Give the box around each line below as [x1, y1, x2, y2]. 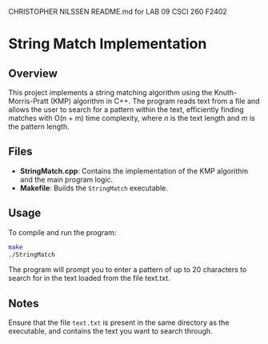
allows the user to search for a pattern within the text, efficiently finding [8, 105, 244, 114]
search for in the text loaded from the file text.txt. [8, 274, 170, 283]
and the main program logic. [19, 174, 114, 184]
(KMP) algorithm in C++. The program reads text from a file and [50, 96, 260, 106]
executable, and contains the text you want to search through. [8, 326, 214, 336]
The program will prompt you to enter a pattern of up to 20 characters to [8, 265, 247, 274]
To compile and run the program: [8, 227, 117, 237]
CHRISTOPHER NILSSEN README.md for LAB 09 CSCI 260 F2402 [8, 7, 228, 16]
